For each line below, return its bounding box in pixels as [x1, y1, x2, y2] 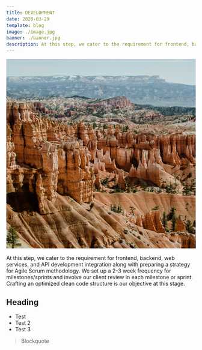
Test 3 [14, 326, 31, 333]
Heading [6, 297, 39, 307]
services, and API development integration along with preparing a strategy [6, 261, 191, 268]
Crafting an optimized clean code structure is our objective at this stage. [6, 280, 185, 287]
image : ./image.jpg [6, 29, 55, 35]
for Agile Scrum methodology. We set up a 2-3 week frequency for [6, 267, 171, 274]
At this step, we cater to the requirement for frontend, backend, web [6, 254, 176, 261]
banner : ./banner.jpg [6, 35, 61, 41]
